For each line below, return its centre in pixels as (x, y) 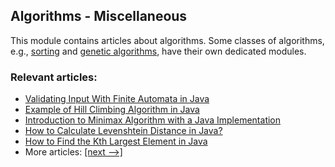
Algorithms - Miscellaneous (99, 16)
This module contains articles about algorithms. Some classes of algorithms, (167, 40)
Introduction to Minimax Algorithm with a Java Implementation (153, 120)
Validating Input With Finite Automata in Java (117, 99)
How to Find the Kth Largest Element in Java (116, 141)
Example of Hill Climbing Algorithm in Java (112, 110)
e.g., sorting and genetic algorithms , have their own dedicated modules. (158, 51)
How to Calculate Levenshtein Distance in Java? (123, 131)
